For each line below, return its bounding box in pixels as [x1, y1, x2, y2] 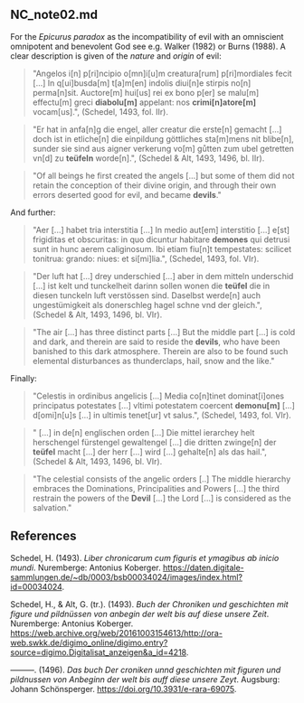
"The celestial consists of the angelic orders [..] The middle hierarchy [32, 473, 291, 484]
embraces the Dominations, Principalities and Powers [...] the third [32, 483, 280, 493]
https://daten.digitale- [162, 562, 245, 573]
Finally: [10, 372, 37, 383]
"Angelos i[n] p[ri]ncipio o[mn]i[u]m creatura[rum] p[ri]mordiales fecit [32, 68, 292, 79]
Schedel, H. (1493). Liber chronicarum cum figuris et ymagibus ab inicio [10, 552, 280, 563]
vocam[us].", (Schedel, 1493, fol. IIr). [32, 106, 168, 117]
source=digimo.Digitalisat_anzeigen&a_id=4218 [10, 646, 186, 658]
